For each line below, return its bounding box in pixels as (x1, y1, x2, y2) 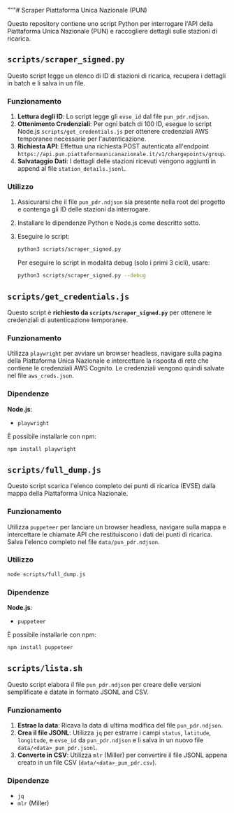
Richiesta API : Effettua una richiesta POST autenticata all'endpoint (17, 142, 210, 151)
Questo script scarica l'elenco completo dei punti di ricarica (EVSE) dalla (7, 482, 217, 490)
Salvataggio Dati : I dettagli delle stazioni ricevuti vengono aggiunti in (17, 157, 217, 165)
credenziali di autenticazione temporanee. (7, 315, 129, 324)
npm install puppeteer (7, 644, 73, 651)
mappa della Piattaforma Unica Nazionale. (7, 489, 129, 498)
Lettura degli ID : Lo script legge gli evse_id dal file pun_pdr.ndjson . (17, 112, 210, 121)
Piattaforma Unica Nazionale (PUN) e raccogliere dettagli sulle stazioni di (7, 27, 218, 35)
